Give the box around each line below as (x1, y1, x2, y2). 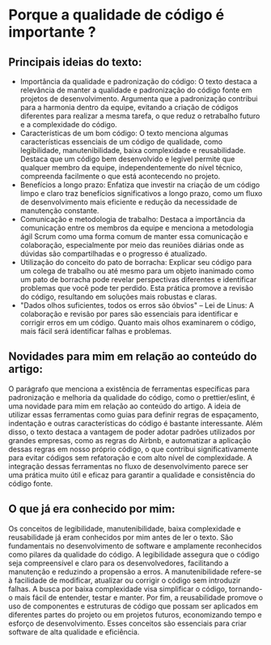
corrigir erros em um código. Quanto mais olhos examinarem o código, (19, 318, 256, 327)
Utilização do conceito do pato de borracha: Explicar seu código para (19, 258, 252, 267)
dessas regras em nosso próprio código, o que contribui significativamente (8, 444, 259, 454)
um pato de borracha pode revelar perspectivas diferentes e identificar (19, 275, 257, 284)
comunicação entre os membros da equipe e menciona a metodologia (19, 223, 254, 233)
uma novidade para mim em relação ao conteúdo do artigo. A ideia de (8, 401, 241, 411)
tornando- (228, 583, 263, 593)
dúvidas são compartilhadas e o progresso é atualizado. (19, 249, 208, 258)
